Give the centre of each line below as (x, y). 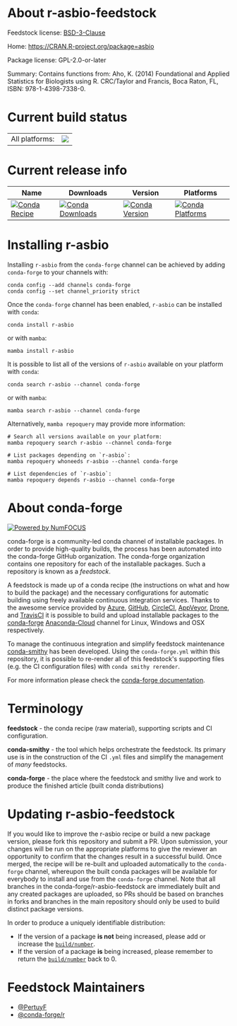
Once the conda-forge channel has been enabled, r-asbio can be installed (115, 304)
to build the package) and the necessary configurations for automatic (108, 593)
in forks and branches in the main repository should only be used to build (114, 901)
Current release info (67, 170)
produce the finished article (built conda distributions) (86, 786)
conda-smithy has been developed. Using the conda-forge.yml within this (114, 651)
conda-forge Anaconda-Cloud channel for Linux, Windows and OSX (106, 622)
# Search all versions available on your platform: (85, 436)
